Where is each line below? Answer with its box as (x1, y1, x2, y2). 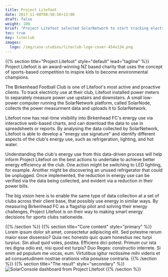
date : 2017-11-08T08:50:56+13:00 (5, 12, 75, 17)
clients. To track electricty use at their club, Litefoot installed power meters (5, 89, 159, 95)
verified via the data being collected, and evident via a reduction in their (5, 177, 153, 183)
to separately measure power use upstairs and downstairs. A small (5, 94, 142, 100)
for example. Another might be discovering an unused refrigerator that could (5, 167, 163, 173)
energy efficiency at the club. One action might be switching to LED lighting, (5, 161, 162, 167)
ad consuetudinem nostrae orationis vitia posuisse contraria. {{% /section (5, 255, 157, 261)
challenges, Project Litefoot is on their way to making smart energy (5, 208, 143, 214)
